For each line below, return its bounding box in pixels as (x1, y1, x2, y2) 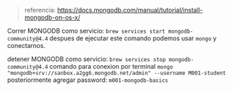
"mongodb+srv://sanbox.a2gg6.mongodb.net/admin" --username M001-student (7, 69, 227, 76)
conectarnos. (7, 42, 45, 49)
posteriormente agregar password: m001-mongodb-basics (7, 76, 169, 84)
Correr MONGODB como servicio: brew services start (7, 27, 165, 35)
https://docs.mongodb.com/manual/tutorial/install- (57, 6, 203, 14)
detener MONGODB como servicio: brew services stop (7, 55, 166, 63)
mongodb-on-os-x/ (24, 13, 80, 22)
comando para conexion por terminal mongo (50, 63, 173, 70)
